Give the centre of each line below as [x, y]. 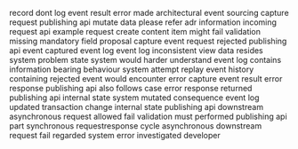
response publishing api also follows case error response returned [131, 88]
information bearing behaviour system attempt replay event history [132, 69]
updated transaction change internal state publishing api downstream [137, 107]
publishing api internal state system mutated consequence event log [134, 98]
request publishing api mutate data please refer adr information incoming [143, 22]
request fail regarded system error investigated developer [115, 135]
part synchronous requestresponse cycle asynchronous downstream [136, 126]
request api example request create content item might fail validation [135, 31]
